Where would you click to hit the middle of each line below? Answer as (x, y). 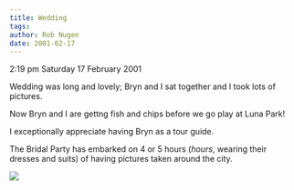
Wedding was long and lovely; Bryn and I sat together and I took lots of (143, 86)
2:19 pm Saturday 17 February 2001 (76, 69)
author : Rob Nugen (44, 35)
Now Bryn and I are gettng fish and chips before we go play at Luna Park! (147, 114)
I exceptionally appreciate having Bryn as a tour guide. (112, 132)
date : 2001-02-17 (42, 43)
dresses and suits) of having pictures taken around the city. (121, 159)
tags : (20, 26)
